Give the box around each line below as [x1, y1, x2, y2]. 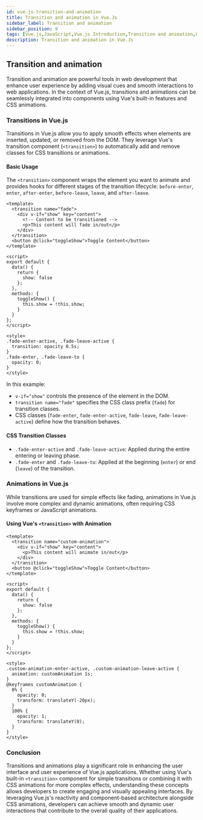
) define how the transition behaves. [31, 418, 121, 425]
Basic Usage [6, 163, 38, 170]
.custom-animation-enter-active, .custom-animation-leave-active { [6, 666, 180, 672]
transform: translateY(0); [17, 718, 85, 725]
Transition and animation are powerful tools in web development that [6, 75, 177, 82]
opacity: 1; [17, 714, 47, 720]
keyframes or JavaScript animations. [6, 506, 98, 514]
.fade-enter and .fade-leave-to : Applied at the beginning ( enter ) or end [14, 458, 196, 465]
